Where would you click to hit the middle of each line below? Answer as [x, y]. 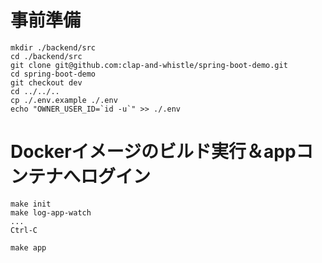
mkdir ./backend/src [53, 47]
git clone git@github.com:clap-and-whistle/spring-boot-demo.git [149, 65]
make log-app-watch [51, 212]
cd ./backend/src [46, 56]
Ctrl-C [24, 230]
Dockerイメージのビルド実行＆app [153, 152]
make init [31, 204]
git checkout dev [46, 82]
